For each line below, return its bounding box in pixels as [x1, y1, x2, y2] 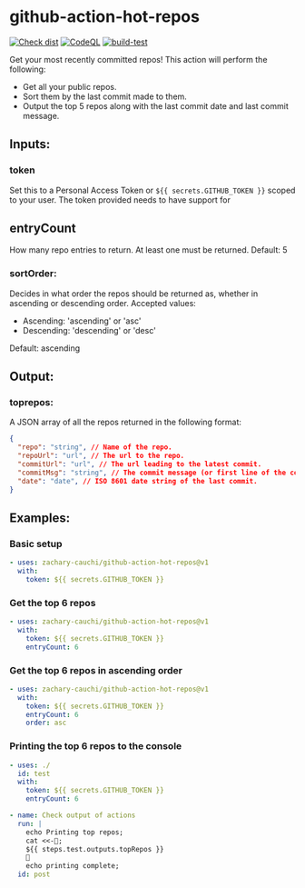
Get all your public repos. [22, 81, 117, 92]
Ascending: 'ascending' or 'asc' [22, 315, 142, 326]
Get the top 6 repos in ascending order [9, 664, 183, 676]
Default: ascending [9, 343, 81, 354]
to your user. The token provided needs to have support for [9, 194, 231, 205]
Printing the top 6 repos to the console [9, 740, 182, 753]
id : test [17, 769, 51, 778]
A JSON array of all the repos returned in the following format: [9, 416, 242, 428]
